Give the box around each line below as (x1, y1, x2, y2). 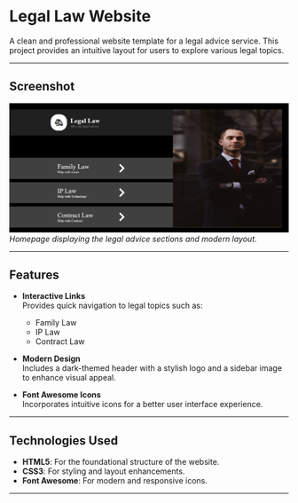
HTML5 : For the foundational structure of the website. (21, 457, 220, 468)
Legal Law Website (9, 6, 152, 27)
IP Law (35, 326, 60, 338)
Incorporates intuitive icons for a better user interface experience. (21, 399, 263, 410)
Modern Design (21, 353, 82, 365)
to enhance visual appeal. (21, 373, 117, 383)
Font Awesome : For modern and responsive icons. (21, 475, 208, 486)
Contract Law (35, 336, 85, 347)
